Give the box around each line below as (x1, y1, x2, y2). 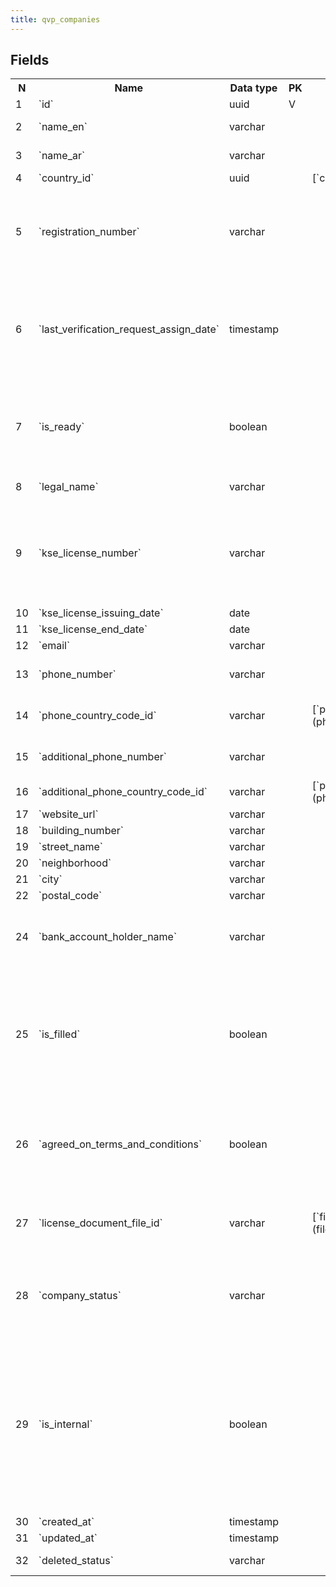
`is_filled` (38, 1027, 81, 1041)
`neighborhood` (38, 856, 112, 870)
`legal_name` (38, 480, 99, 494)
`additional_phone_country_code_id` (38, 785, 208, 799)
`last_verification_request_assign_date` (38, 322, 220, 336)
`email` (38, 639, 71, 653)
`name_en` (38, 120, 88, 134)
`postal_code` (38, 889, 103, 903)
